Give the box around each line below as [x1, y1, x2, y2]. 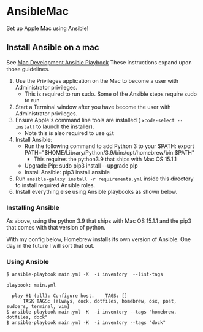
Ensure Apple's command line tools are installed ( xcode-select [15, 116, 175, 123]
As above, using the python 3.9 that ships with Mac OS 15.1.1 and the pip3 [6, 217, 192, 225]
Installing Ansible [6, 203, 59, 212]
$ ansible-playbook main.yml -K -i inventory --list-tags [6, 271, 164, 277]
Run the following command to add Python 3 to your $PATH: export [24, 142, 194, 150]
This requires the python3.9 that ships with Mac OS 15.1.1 [33, 155, 177, 163]
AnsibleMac [6, 4, 69, 18]
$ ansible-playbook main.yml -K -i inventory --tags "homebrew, [6, 309, 177, 315]
